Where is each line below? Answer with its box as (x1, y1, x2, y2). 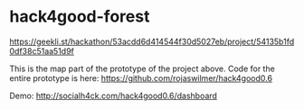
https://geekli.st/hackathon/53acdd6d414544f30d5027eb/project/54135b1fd (9, 36, 295, 47)
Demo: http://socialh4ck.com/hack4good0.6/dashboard (9, 90, 217, 101)
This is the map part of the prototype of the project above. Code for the (9, 63, 276, 74)
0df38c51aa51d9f (9, 45, 75, 56)
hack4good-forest (9, 6, 150, 27)
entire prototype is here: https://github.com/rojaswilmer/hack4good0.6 (9, 72, 273, 83)
